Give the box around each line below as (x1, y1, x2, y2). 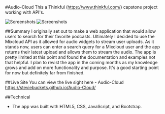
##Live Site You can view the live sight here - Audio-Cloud (5, 79, 124, 85)
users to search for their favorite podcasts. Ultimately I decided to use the (5, 34, 155, 39)
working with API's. (5, 9, 44, 15)
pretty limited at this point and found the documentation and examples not (5, 54, 156, 60)
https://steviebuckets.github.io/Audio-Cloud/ (5, 85, 96, 90)
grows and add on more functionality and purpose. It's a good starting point (5, 65, 159, 70)
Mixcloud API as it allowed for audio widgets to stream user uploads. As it (5, 39, 154, 45)
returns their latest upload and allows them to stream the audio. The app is (5, 49, 156, 55)
